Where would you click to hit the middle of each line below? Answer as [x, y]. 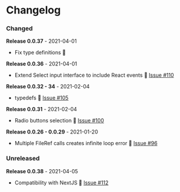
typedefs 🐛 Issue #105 [41, 98]
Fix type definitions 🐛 [40, 53]
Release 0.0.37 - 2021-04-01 [42, 41]
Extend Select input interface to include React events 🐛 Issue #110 [94, 75]
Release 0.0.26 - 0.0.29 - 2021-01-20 [52, 132]
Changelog [33, 10]
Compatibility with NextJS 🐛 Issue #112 [61, 183]
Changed [20, 29]
